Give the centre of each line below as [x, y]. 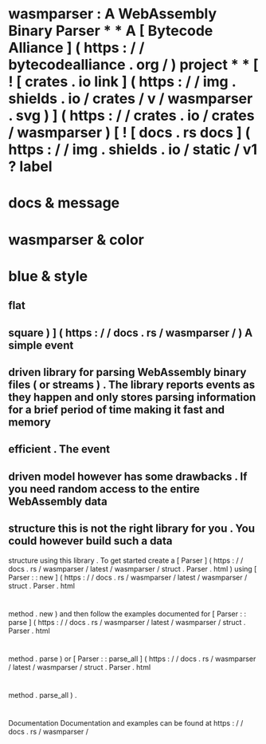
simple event [41, 345]
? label [31, 166]
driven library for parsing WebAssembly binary [127, 372]
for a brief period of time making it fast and [117, 409]
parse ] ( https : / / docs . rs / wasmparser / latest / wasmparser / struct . [127, 622]
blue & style [48, 276]
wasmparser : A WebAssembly [113, 14]
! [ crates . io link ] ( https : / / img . [122, 82]
